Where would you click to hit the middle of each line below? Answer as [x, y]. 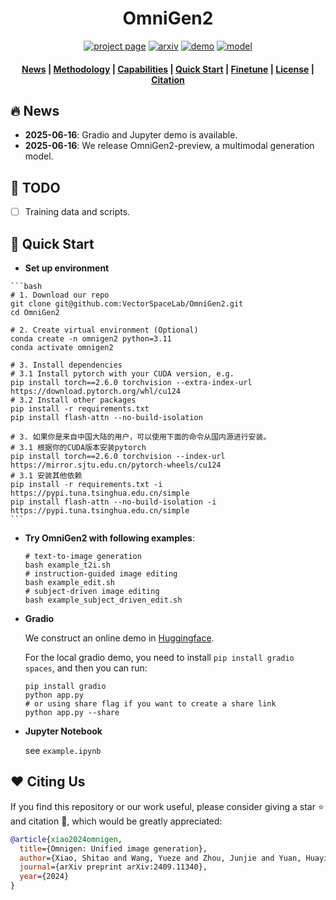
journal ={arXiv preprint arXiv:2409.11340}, [113, 867]
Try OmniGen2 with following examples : [109, 538]
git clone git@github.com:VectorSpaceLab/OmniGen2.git [127, 304]
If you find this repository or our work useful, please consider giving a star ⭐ [167, 806]
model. [39, 156]
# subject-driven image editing [92, 592]
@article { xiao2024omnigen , [66, 839]
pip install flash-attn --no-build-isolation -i [113, 502]
